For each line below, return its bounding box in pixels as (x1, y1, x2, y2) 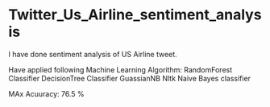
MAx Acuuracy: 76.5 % (8, 88, 85, 98)
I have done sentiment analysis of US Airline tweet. (8, 49, 177, 59)
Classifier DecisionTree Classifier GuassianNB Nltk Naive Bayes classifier (8, 73, 251, 83)
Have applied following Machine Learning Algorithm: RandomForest (8, 64, 233, 74)
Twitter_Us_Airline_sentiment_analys (8, 6, 262, 24)
